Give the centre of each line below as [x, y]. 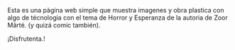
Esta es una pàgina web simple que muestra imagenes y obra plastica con [116, 10]
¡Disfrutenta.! [27, 39]
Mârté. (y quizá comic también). [54, 25]
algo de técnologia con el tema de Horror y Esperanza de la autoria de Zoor [118, 18]
